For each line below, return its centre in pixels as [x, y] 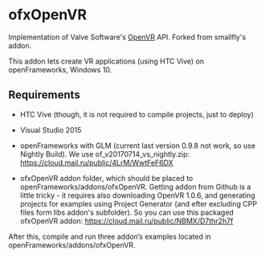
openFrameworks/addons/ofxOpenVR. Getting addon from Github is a [135, 186]
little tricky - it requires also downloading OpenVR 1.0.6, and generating [137, 195]
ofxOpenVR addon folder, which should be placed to [106, 178]
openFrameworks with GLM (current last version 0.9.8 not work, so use [137, 145]
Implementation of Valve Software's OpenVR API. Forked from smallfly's [127, 37]
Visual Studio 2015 [51, 129]
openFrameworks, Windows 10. [60, 69]
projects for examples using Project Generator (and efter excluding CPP [139, 203]
